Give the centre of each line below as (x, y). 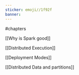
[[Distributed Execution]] (30, 48)
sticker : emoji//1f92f (29, 10)
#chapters (16, 28)
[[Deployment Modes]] (29, 57)
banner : (13, 14)
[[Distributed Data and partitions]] (40, 67)
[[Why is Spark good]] (28, 38)
